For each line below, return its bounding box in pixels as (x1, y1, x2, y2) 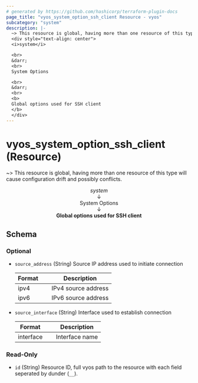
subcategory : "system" (6, 19, 62, 25)
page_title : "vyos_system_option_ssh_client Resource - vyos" (6, 14, 162, 20)
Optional (6, 247, 31, 255)
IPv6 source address (51, 294, 109, 302)
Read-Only (6, 351, 38, 359)
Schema (6, 229, 37, 239)
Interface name (55, 333, 98, 341)
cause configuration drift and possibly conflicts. (6, 176, 123, 183)
